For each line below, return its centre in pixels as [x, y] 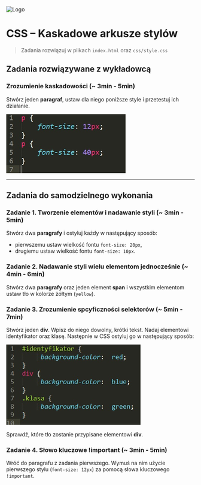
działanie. [18, 106]
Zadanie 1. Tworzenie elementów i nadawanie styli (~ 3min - [95, 212]
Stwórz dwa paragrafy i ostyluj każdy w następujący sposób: [82, 233]
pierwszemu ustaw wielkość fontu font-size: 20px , [78, 245]
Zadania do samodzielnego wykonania [80, 195]
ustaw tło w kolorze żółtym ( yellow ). [51, 294]
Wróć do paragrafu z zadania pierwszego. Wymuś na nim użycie [86, 463]
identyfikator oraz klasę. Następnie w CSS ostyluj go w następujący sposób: [100, 336]
